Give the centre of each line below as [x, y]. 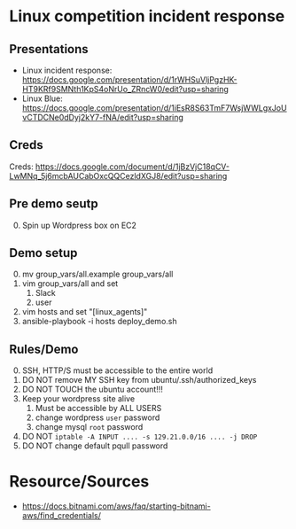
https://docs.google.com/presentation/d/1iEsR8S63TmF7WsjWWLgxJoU [154, 108]
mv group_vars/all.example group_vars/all [97, 274]
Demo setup [43, 253]
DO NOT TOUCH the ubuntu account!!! [93, 389]
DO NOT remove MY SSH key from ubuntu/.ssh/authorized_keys [139, 380]
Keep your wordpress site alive [78, 399]
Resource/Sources [79, 482]
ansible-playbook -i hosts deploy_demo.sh [99, 322]
